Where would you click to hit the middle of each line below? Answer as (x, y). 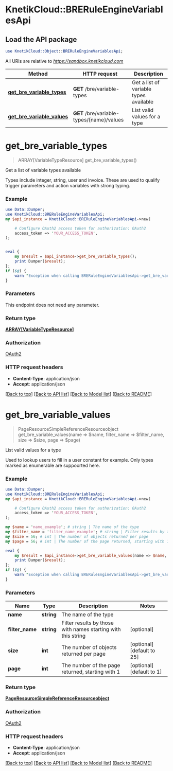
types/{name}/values (98, 119)
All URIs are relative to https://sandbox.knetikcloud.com (64, 61)
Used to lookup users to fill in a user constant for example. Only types (79, 460)
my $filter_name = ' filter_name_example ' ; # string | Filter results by (85, 532)
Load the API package (41, 39)
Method (38, 74)
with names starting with (91, 629)
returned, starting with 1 (91, 672)
